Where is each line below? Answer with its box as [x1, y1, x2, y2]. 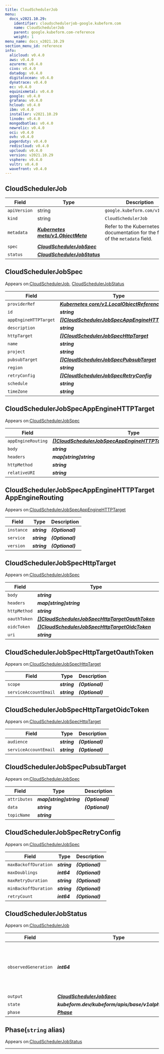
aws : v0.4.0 [9, 57, 34, 62]
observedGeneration [7, 964, 53, 970]
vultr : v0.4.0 [9, 162, 38, 167]
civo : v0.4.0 [9, 67, 36, 71]
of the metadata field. [104, 235, 152, 242]
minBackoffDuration [7, 886, 53, 891]
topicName [7, 812, 30, 818]
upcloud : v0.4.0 [9, 148, 42, 153]
